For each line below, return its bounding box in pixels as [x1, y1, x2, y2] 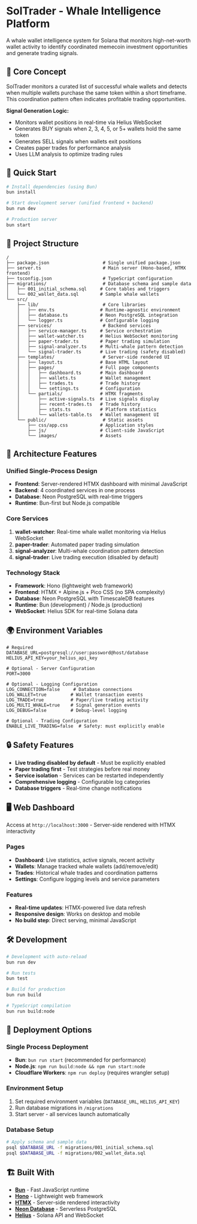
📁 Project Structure [6, 238, 79, 249]
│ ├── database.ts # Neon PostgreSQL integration [17, 312, 178, 318]
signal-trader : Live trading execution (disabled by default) [14, 553, 159, 561]
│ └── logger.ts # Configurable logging [17, 317, 160, 323]
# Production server [6, 217, 58, 223]
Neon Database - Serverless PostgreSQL [14, 1205, 117, 1213]
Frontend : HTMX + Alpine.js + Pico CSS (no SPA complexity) [14, 588, 165, 595]
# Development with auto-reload [6, 953, 87, 959]
